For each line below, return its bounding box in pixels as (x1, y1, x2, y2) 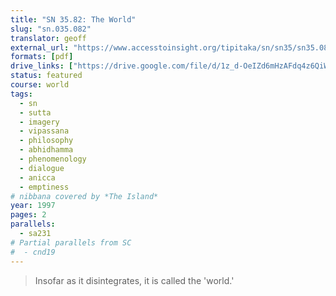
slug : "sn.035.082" (10, 24, 92, 34)
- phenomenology (19, 154, 87, 164)
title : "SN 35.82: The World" (10, 14, 137, 25)
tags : (10, 89, 33, 99)
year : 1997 (10, 201, 56, 211)
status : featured (10, 71, 83, 81)
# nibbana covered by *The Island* (10, 191, 159, 201)
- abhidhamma (19, 145, 74, 155)
